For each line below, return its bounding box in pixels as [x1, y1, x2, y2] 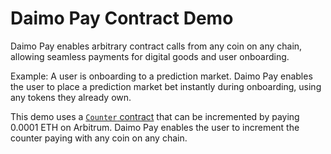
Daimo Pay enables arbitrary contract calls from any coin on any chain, [10, 40, 303, 52]
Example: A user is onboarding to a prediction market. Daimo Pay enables [10, 70, 313, 82]
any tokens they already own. [10, 91, 132, 103]
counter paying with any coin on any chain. [10, 132, 188, 144]
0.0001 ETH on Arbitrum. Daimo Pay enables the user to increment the [10, 121, 300, 133]
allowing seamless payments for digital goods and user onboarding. [10, 50, 290, 62]
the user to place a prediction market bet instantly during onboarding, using [10, 80, 322, 92]
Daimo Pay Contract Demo [10, 7, 234, 30]
